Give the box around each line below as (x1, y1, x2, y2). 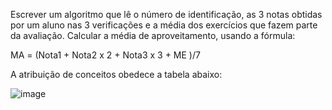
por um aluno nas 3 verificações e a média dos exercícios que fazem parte (10, 19, 318, 31)
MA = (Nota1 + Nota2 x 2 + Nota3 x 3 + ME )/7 (10, 49, 201, 61)
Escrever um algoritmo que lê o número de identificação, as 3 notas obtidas (10, 9, 323, 20)
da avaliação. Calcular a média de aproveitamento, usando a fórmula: (10, 30, 296, 41)
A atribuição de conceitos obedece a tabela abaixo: (10, 69, 223, 80)
